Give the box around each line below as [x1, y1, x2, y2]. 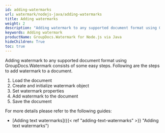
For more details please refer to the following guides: [5, 108, 112, 114]
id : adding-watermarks [5, 7, 52, 12]
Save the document [12, 98, 52, 104]
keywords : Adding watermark [5, 30, 63, 35]
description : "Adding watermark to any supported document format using [5, 26, 157, 31]
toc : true [5, 44, 26, 49]
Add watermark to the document [12, 93, 79, 99]
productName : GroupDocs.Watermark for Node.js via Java [5, 35, 122, 40]
